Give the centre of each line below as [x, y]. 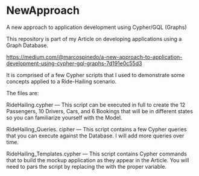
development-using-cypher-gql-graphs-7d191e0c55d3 [74, 63]
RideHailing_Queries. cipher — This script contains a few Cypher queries [96, 129]
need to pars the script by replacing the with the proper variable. [87, 166]
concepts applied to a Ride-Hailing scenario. [61, 81]
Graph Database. [27, 45]
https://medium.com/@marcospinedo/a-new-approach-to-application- [94, 57]
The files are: [23, 93]
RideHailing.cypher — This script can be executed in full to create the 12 [96, 105]
